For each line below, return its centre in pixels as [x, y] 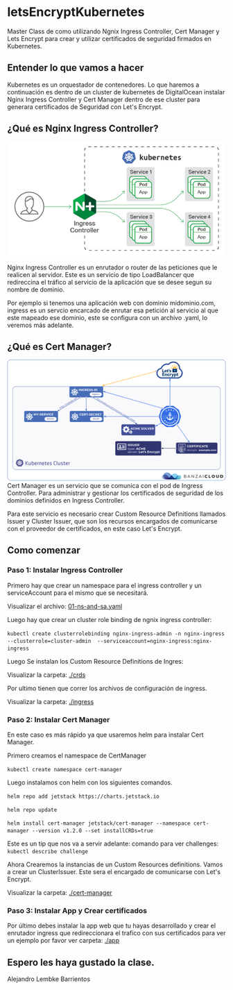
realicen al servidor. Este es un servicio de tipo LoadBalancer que [101, 274]
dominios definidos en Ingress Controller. [66, 500]
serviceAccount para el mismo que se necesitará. [78, 593]
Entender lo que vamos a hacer [76, 68]
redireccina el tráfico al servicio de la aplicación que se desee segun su [110, 282]
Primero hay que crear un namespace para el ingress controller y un [105, 585]
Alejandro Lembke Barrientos [49, 979]
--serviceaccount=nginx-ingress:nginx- [155, 641]
